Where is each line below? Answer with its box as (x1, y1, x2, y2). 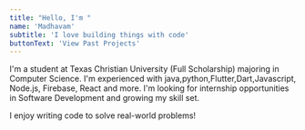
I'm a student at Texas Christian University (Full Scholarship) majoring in (9, 64, 280, 75)
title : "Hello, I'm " (9, 13, 92, 23)
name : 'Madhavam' (9, 22, 76, 31)
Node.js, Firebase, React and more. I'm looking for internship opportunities (9, 83, 290, 94)
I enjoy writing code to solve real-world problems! (9, 110, 197, 121)
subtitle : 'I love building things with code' (9, 30, 189, 39)
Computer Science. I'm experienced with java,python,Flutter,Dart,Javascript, (9, 74, 297, 85)
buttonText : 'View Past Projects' (9, 38, 141, 48)
